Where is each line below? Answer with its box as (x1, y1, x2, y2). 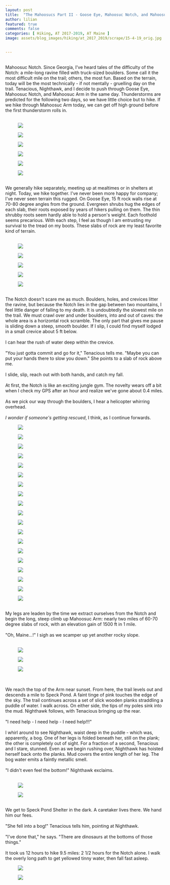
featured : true (5, 21, 37, 27)
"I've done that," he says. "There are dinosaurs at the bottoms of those (5, 833, 153, 839)
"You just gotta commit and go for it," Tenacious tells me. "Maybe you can (5, 350, 159, 356)
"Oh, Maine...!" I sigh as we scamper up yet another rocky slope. (5, 632, 140, 638)
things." (5, 839, 21, 845)
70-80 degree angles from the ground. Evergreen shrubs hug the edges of (5, 201, 161, 207)
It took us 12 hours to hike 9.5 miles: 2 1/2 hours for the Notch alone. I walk (5, 850, 160, 856)
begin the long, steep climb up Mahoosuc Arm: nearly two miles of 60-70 (5, 615, 158, 621)
